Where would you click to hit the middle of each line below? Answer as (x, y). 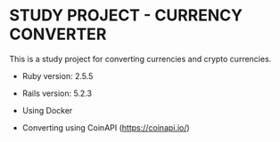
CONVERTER (58, 34)
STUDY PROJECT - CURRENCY (126, 16)
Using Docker (47, 110)
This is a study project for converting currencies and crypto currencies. (140, 59)
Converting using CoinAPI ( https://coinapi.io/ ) (106, 127)
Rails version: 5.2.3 (57, 93)
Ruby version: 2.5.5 (58, 75)
